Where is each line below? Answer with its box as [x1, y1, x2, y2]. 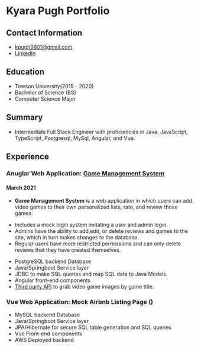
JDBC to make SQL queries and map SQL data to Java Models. [14, 271, 168, 278]
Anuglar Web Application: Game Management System [6, 169, 165, 177]
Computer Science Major [14, 95, 76, 102]
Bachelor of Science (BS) [14, 89, 77, 96]
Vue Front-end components [14, 330, 83, 337]
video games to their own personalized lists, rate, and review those [14, 203, 178, 211]
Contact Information [6, 28, 83, 38]
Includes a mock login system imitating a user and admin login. [14, 221, 168, 229]
